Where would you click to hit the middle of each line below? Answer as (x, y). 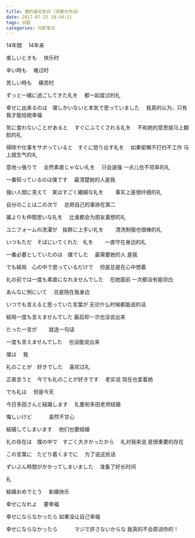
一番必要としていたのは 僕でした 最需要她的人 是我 (72, 255)
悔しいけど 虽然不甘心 (40, 417)
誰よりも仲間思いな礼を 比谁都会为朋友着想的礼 (66, 217)
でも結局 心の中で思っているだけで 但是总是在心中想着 (76, 267)
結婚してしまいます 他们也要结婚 (48, 429)
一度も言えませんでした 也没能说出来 (53, 342)
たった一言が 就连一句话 (40, 329)
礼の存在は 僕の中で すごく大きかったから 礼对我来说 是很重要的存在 (95, 442)
